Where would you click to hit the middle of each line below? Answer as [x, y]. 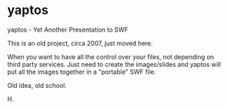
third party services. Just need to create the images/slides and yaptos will [114, 64]
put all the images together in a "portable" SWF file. [82, 72]
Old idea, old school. [37, 85]
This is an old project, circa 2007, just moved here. [80, 43]
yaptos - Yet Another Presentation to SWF [68, 30]
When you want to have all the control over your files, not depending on [111, 57]
